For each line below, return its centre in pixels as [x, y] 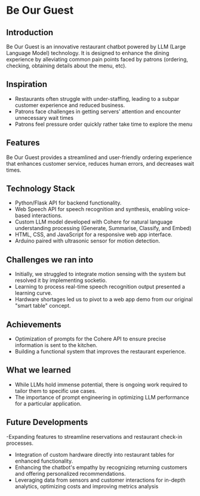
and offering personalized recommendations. [70, 473]
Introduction [30, 32]
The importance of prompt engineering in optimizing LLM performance [102, 397]
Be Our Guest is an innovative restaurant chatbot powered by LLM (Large [96, 46]
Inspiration [27, 84]
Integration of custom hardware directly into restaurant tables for [95, 454]
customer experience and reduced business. [70, 105]
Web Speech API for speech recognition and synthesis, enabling [94, 209]
